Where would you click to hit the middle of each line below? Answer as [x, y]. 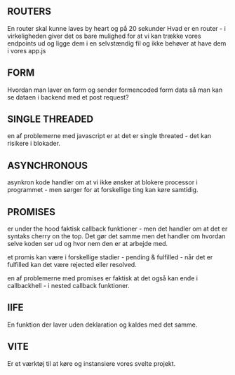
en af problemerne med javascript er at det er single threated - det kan [109, 136]
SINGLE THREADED [51, 120]
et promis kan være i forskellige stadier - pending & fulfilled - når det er [110, 257]
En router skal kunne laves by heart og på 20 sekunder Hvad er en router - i [116, 28]
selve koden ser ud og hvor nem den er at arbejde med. [88, 244]
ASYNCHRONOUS [47, 165]
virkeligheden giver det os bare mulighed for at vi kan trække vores [104, 36]
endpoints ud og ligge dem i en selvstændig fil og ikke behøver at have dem [117, 43]
